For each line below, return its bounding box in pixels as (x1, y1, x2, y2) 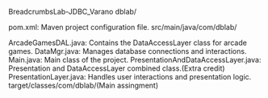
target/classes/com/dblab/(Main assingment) (8, 80, 159, 90)
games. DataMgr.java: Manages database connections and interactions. (8, 47, 247, 55)
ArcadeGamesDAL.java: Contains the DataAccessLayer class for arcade (8, 38, 248, 47)
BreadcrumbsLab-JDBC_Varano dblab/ (8, 7, 137, 16)
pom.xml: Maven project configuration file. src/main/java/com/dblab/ (8, 22, 237, 31)
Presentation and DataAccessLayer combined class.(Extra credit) (8, 63, 225, 73)
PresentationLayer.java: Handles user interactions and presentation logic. (8, 72, 252, 81)
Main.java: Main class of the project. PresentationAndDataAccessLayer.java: (8, 55, 262, 64)
